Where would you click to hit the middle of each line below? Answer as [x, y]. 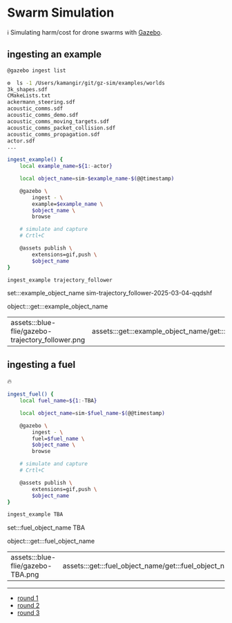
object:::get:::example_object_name [58, 306]
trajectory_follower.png [48, 340]
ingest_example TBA [35, 514]
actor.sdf [21, 141]
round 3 [28, 613]
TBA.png [25, 575]
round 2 [28, 606]
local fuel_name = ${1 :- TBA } [58, 401]
